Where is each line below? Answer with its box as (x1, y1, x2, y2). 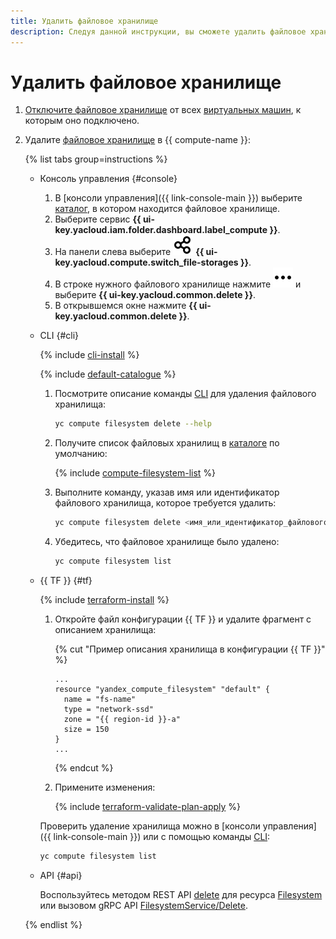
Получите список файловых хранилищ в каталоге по (54, 437, 280, 449)
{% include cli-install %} (39, 349, 140, 361)
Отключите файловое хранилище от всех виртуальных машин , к (24, 104, 302, 116)
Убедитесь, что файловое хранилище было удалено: (54, 536, 280, 548)
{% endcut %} (54, 762, 114, 774)
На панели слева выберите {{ (54, 246, 205, 258)
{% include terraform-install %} (39, 594, 170, 606)
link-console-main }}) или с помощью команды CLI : (53, 831, 271, 843)
